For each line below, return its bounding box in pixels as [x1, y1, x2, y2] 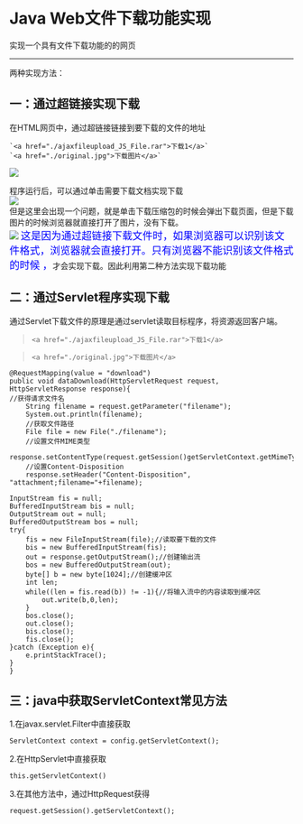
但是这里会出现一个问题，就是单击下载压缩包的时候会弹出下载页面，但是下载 [9, 205, 294, 217]
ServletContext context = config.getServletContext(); [9, 736, 220, 745]
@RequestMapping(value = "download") [9, 368, 151, 377]
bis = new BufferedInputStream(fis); [25, 542, 168, 551]
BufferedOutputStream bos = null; [9, 517, 140, 526]
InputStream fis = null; [9, 494, 103, 503]
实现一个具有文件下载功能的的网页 [9, 40, 136, 51]
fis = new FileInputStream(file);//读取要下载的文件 [25, 534, 217, 544]
